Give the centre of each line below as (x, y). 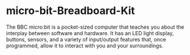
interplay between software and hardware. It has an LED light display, (90, 33)
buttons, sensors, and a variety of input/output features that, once (86, 39)
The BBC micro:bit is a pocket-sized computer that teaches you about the (95, 27)
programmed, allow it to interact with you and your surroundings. (85, 46)
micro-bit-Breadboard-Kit (71, 11)
